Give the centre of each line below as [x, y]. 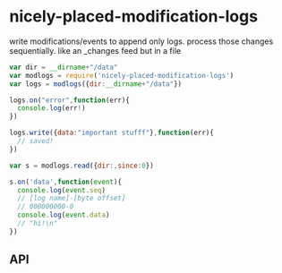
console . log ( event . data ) [64, 215]
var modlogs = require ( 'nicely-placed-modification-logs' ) [122, 75]
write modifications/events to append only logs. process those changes [141, 41]
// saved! [35, 141]
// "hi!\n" [38, 224]
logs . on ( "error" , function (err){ [69, 100]
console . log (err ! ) [52, 108]
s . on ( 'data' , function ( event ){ [66, 182]
